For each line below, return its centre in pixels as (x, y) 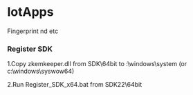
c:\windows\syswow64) (41, 71)
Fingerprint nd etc (33, 31)
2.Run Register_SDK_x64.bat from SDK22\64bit (75, 85)
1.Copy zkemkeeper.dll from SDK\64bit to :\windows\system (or (97, 64)
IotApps (30, 12)
